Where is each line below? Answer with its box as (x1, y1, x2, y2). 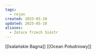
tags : (5, 7, 16, 12)
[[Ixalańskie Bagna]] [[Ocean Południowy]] (5, 44, 92, 49)
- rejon (9, 12, 26, 17)
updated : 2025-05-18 (5, 21, 48, 26)
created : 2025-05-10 (5, 16, 48, 21)
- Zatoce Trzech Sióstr (9, 30, 58, 35)
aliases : (5, 26, 23, 30)
